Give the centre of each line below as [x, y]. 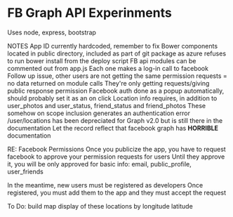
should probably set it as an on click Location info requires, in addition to [112, 98]
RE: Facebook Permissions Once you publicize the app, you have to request [116, 149]
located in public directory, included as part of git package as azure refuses [117, 53]
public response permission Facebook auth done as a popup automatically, [116, 91]
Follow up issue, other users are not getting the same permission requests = [117, 76]
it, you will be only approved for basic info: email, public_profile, [99, 164]
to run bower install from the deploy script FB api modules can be [102, 60]
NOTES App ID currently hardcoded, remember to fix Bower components [113, 46]
